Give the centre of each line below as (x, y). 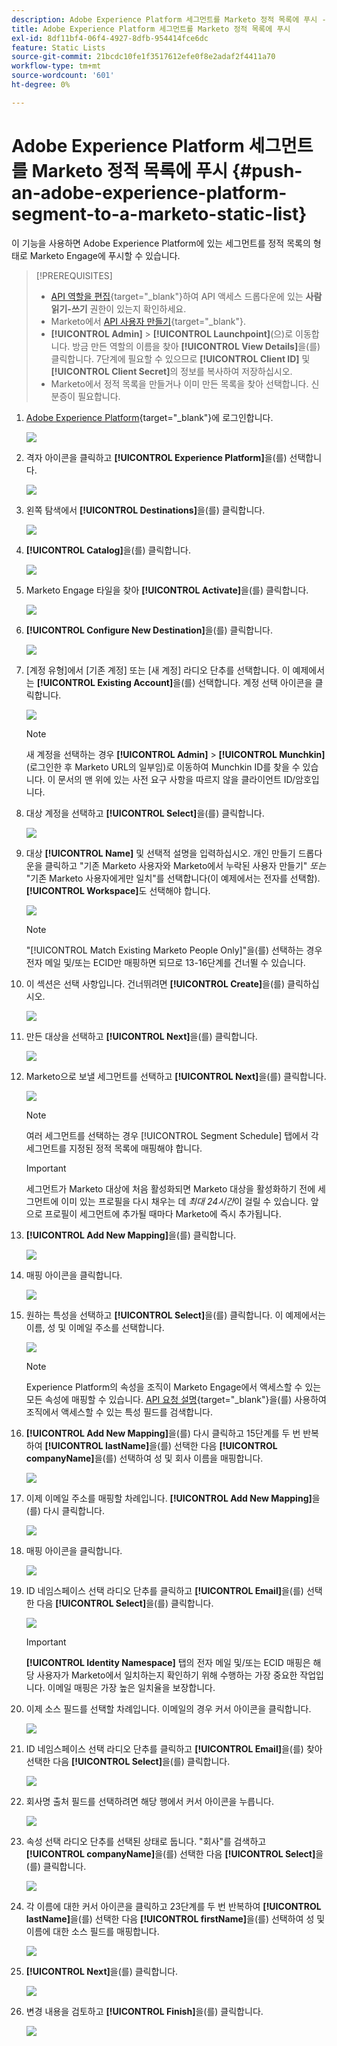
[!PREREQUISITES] (74, 275)
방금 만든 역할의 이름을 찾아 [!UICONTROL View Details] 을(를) (196, 346)
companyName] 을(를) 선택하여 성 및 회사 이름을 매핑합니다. (144, 1458)
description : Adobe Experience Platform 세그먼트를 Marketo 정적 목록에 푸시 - (169, 19)
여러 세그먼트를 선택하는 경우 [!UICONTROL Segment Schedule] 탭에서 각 (172, 1135)
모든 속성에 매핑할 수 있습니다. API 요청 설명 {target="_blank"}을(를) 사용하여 (176, 1399)
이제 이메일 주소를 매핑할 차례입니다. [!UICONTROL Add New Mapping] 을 (173, 1498)
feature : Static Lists (58, 47)
